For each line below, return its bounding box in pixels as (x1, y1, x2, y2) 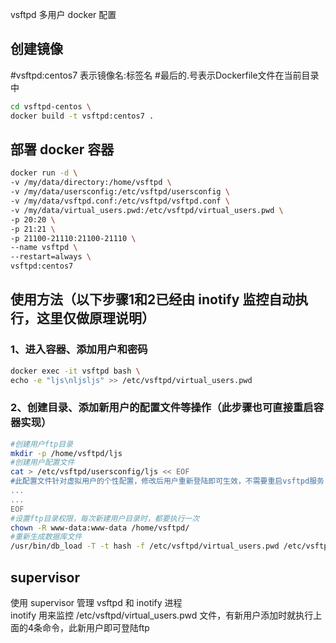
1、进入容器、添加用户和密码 (10, 343, 148, 357)
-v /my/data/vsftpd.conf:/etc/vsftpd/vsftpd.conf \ (10, 196, 230, 206)
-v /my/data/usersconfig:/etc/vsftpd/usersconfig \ (10, 187, 230, 197)
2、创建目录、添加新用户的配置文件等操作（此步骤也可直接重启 (10, 401, 314, 415)
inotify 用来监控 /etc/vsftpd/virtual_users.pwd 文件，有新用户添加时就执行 (10, 609, 314, 622)
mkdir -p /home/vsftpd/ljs (10, 448, 123, 458)
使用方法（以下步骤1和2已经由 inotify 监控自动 (10, 291, 296, 308)
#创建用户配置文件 (10, 458, 75, 468)
